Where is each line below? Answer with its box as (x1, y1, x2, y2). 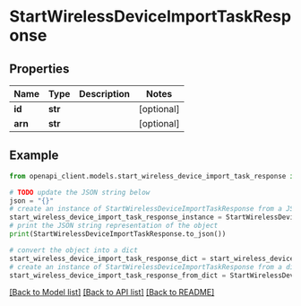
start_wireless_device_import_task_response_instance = (9, 213, 222, 222)
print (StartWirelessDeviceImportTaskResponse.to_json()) (9, 230, 227, 239)
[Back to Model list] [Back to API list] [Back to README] (9, 287, 215, 298)
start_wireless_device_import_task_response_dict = (9, 254, 206, 263)
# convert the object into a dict (9, 245, 139, 255)
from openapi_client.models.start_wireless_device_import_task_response (9, 171, 287, 180)
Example (9, 148, 59, 163)
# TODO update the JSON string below (9, 188, 150, 197)
